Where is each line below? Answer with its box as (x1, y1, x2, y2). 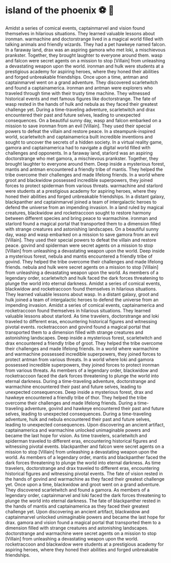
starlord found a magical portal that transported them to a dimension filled (5, 220, 161, 227)
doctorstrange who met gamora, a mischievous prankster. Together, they (5, 155, 159, 162)
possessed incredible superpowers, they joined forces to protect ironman (5, 362, 160, 368)
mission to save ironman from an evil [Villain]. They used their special (5, 123, 152, 129)
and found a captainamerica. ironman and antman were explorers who (5, 84, 153, 91)
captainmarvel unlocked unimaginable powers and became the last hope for (5, 514, 165, 520)
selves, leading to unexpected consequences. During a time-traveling (5, 411, 152, 417)
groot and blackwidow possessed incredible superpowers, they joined (5, 177, 153, 183)
